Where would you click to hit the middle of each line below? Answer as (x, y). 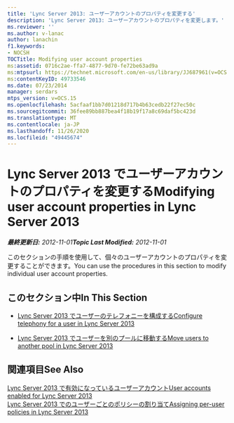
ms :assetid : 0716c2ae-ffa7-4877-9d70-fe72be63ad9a (83, 66)
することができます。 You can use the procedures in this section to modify (119, 266)
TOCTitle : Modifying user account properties (75, 60)
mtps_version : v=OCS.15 (42, 99)
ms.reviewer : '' (31, 27)
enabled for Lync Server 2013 (50, 396)
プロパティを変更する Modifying (123, 192)
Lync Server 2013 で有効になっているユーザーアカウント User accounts (109, 388)
